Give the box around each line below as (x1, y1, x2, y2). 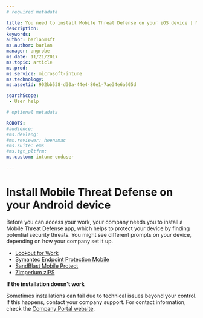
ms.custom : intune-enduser (6, 154, 74, 161)
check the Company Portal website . (6, 305, 95, 312)
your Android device (6, 198, 111, 212)
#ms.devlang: (6, 131, 39, 137)
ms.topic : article (6, 59, 53, 65)
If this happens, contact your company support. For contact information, (6, 298, 186, 306)
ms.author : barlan (6, 42, 53, 48)
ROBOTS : (6, 120, 26, 126)
